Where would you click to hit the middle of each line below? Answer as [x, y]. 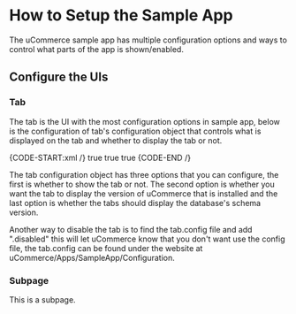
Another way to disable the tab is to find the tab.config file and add [131, 229]
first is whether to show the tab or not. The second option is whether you [142, 184]
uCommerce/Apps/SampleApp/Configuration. [92, 257]
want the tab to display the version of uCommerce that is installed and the [144, 193]
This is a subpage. [43, 299]
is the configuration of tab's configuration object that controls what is [135, 131]
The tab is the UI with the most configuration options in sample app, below [145, 121]
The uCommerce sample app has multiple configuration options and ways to [148, 40]
